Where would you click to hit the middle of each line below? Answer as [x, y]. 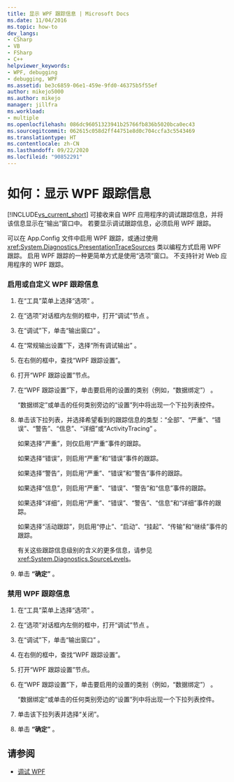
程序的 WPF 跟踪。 [40, 264]
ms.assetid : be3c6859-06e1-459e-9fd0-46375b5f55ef [82, 85]
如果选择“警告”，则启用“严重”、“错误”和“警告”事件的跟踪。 [102, 473]
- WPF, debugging [32, 72]
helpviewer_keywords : [39, 66]
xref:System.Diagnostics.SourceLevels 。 [76, 559]
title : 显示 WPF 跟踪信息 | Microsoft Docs [68, 14]
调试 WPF [31, 771]
